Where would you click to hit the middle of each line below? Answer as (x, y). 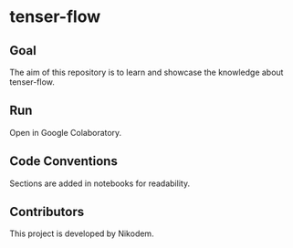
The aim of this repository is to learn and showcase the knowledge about (146, 72)
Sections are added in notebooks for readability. (99, 183)
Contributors (47, 212)
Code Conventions (64, 161)
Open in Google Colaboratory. (66, 132)
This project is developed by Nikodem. (82, 233)
